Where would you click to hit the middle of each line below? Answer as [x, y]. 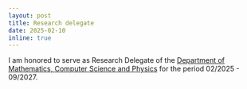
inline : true [30, 38]
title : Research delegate [51, 23]
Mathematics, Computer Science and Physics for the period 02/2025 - [124, 69]
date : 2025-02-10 [37, 30]
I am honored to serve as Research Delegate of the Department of [117, 60]
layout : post [30, 15]
